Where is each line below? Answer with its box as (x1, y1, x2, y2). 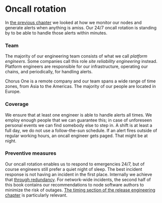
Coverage (5, 101, 29, 108)
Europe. (5, 89, 21, 95)
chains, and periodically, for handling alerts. (5, 69, 93, 75)
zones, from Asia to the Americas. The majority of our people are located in (5, 83, 156, 89)
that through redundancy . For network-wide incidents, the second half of (5, 177, 151, 183)
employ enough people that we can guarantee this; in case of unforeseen (5, 117, 152, 123)
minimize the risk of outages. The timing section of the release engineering (5, 187, 156, 193)
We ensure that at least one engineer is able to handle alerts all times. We (5, 112, 152, 118)
